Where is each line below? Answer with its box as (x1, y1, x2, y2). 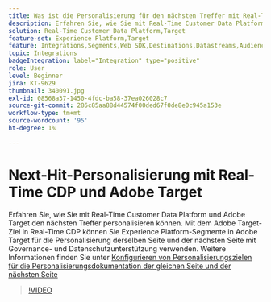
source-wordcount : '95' (8, 117, 89, 125)
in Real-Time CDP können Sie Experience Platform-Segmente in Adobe (22, 226, 258, 236)
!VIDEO (27, 285, 52, 295)
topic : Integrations (8, 49, 78, 57)
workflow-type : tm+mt (8, 110, 81, 118)
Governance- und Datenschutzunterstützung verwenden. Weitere (8, 243, 227, 254)
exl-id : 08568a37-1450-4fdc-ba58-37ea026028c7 (8, 94, 168, 102)
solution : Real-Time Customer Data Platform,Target (8, 27, 186, 35)
